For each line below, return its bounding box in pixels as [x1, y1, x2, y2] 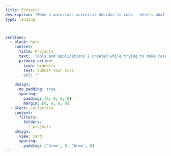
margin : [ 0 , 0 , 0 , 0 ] [23, 101, 70, 106]
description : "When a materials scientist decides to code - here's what [5, 12, 165, 17]
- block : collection [10, 105, 53, 110]
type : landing [5, 17, 36, 22]
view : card [18, 134, 42, 139]
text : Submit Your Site [23, 68, 74, 73]
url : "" [23, 72, 40, 77]
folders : [23, 120, 42, 125]
